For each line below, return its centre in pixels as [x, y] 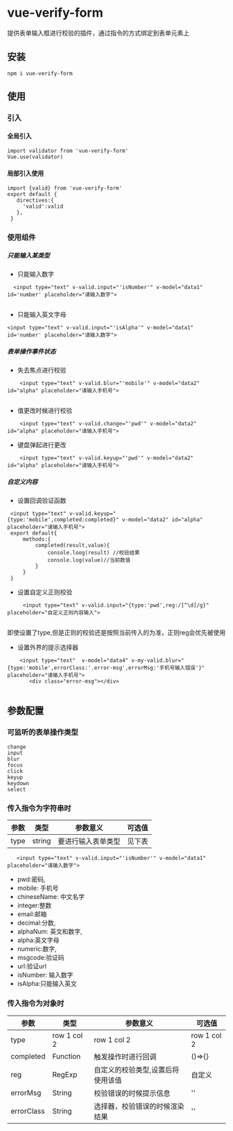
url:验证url [32, 966]
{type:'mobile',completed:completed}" [63, 520]
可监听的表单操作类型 [43, 732]
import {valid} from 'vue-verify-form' [65, 188]
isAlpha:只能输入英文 [47, 984]
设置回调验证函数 [42, 501]
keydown [18, 783]
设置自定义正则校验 [45, 592]
